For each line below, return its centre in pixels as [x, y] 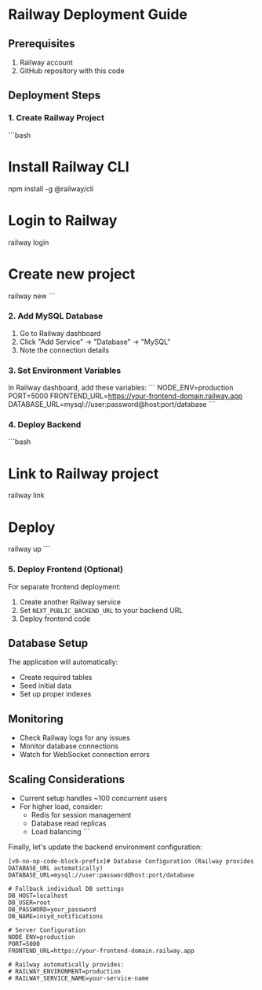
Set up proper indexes [55, 694]
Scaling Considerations [67, 779]
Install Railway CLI [69, 166]
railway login [29, 242]
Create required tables [56, 678]
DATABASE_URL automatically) [56, 868]
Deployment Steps [54, 96]
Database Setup [48, 643]
